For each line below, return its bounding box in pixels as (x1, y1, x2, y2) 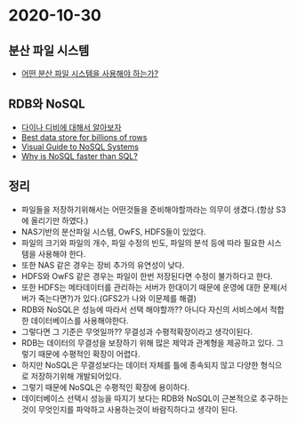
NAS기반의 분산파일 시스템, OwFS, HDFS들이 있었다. (20, 226, 206, 236)
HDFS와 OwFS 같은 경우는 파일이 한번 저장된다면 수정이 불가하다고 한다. (20, 270, 273, 281)
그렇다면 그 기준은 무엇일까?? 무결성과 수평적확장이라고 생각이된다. (20, 326, 253, 337)
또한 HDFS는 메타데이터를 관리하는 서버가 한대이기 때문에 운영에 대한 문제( (20, 282, 281, 292)
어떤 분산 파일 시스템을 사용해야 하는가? (20, 68, 159, 78)
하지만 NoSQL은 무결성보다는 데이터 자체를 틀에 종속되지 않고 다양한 (20, 359, 259, 370)
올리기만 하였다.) (30, 215, 89, 226)
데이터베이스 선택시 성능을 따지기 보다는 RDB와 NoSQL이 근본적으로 (20, 393, 259, 403)
